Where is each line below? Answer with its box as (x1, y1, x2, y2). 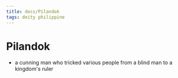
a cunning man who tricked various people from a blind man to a (14, 59, 173, 66)
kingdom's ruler (14, 66, 53, 73)
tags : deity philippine (6, 14, 65, 20)
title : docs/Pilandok (6, 8, 60, 15)
